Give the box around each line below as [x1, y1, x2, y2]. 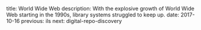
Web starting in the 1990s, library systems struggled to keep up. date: [6, 11, 179, 18]
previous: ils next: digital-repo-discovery [21, 18, 123, 24]
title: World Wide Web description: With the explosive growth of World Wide [6, 5, 195, 12]
